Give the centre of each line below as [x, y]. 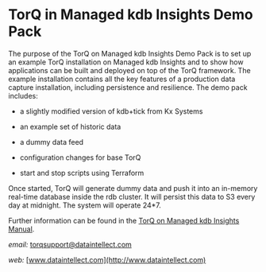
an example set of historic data [70, 126]
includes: [23, 95]
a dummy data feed [52, 142]
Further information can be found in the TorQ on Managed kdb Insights [124, 220]
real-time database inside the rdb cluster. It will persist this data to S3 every [132, 196]
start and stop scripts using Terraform [82, 173]
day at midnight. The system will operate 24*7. [85, 205]
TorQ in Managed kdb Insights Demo [131, 15]
